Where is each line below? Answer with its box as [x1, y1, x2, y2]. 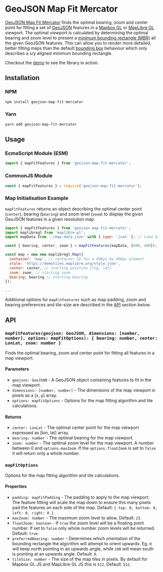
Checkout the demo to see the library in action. [5, 60, 99, 65]
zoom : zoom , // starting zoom [9, 270, 70, 275]
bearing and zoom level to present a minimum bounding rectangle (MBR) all [5, 35, 156, 41]
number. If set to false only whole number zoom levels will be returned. [12, 525, 155, 531]
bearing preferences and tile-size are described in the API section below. [5, 302, 151, 308]
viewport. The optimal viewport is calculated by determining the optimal [5, 30, 149, 35]
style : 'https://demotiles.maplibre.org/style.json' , [9, 261, 120, 266]
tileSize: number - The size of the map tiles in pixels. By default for [12, 556, 148, 562]
